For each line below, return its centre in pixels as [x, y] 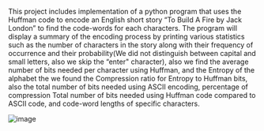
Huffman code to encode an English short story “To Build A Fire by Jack [125, 20]
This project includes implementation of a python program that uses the [125, 11]
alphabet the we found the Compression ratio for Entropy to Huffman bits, [128, 79]
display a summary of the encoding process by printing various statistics [126, 36]
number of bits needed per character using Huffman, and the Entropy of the [132, 70]
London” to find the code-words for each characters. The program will [123, 28]
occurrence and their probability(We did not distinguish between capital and [132, 53]
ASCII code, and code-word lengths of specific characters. [104, 103]
